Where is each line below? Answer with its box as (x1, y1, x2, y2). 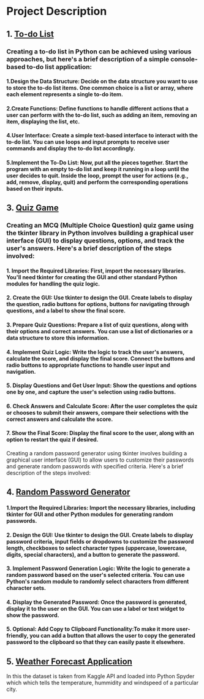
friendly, (6, 632, 29, 639)
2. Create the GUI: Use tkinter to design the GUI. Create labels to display (6, 294, 193, 301)
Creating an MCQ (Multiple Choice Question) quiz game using (6, 221, 194, 230)
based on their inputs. (6, 185, 64, 192)
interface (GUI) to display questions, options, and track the (6, 236, 185, 245)
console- (170, 55, 198, 63)
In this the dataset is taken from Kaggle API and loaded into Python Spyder (6, 673, 195, 680)
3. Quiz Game (6, 203, 59, 213)
